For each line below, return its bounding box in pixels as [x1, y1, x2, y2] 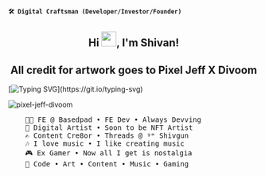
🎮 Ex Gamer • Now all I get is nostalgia [25, 149, 193, 158]
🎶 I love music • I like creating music [25, 139, 185, 148]
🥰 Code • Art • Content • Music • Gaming [25, 159, 189, 169]
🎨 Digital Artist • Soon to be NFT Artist [25, 123, 193, 132]
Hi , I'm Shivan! [88, 36, 180, 50]
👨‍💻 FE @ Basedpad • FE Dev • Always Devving [25, 115, 201, 124]
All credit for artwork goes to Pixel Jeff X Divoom [10, 63, 257, 76]
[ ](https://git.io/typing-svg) [8, 84, 143, 94]
